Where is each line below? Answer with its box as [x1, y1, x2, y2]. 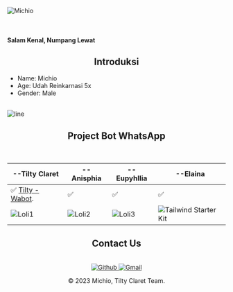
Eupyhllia [116, 173, 148, 183]
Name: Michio [17, 74, 58, 83]
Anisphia [71, 173, 102, 183]
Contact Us [92, 237, 141, 249]
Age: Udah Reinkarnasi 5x [17, 82, 92, 90]
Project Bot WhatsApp [67, 130, 166, 141]
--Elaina [175, 169, 205, 179]
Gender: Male [17, 89, 57, 97]
